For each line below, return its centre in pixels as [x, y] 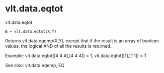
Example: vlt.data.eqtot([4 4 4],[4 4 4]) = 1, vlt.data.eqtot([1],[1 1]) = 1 [76, 56]
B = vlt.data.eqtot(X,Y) [31, 31]
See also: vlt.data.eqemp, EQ [35, 65]
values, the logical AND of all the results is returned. [58, 46]
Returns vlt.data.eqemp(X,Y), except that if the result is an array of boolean [82, 41]
